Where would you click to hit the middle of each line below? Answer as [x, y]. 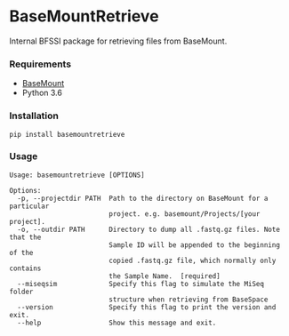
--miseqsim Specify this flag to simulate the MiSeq [141, 284]
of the [21, 252]
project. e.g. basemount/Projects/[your [184, 214]
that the [25, 237]
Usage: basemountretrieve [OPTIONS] [77, 175]
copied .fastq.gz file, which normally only [192, 260]
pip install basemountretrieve [67, 134]
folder [21, 292]
